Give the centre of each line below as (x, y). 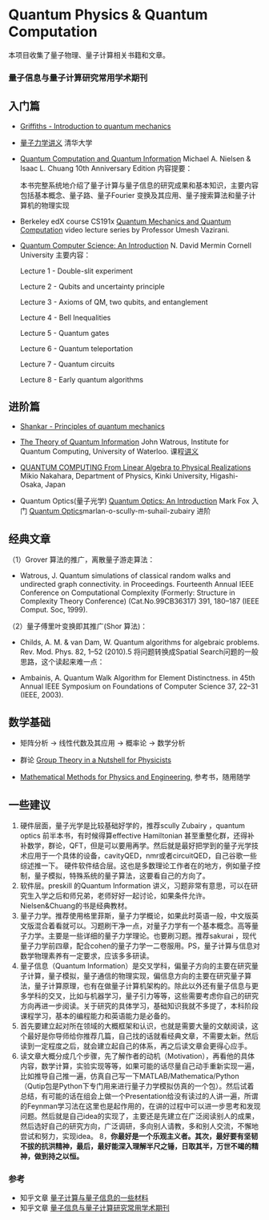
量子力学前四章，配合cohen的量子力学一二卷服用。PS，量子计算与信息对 (140, 945)
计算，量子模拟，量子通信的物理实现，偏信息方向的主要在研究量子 (136, 976)
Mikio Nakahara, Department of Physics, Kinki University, (114, 476)
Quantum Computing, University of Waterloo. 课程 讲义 (109, 451)
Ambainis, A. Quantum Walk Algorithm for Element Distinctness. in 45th (137, 678)
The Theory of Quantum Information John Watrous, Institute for (124, 442)
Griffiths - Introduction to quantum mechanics (95, 126)
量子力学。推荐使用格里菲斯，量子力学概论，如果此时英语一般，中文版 (136, 915)
